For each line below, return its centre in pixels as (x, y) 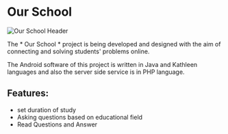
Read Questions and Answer (57, 124)
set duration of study (47, 109)
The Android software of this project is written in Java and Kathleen (102, 64)
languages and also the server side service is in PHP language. (96, 72)
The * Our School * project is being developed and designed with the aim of (114, 44)
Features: (28, 93)
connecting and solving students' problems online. (78, 51)
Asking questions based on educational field (79, 117)
